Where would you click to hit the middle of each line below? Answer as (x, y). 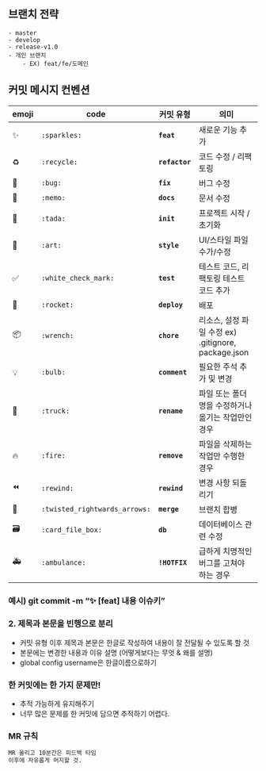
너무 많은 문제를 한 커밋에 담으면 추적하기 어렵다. (95, 714)
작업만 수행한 (222, 456)
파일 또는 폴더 (223, 393)
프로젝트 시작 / (224, 213)
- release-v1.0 (33, 47)
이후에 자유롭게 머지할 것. (45, 761)
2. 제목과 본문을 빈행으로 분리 (61, 623)
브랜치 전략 (34, 14)
